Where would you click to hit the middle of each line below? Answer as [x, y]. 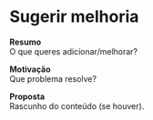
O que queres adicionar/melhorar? [74, 51]
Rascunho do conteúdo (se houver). [77, 105]
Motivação [31, 69]
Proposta [27, 96]
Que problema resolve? [53, 78]
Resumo [25, 42]
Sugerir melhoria [74, 17]
